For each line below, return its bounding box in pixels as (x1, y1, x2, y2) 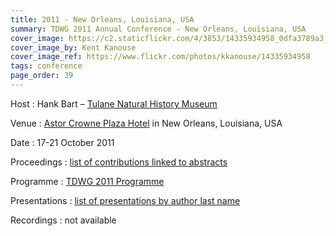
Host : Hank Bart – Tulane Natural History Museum (10, 97, 218, 110)
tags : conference (10, 61, 83, 71)
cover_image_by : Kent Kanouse (10, 42, 137, 53)
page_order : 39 (10, 71, 74, 81)
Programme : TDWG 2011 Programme (10, 175, 165, 187)
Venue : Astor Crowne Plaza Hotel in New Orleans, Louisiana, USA (10, 117, 283, 129)
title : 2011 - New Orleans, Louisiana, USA (10, 14, 195, 25)
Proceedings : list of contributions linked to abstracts (10, 156, 228, 168)
